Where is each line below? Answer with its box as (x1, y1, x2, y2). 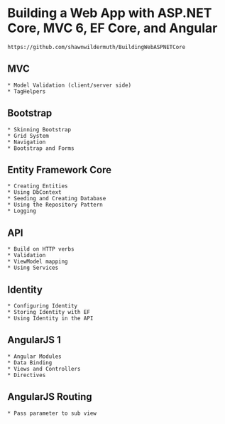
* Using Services (7, 264, 59, 271)
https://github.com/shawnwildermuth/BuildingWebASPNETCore (7, 43, 186, 50)
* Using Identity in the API (7, 315, 94, 322)
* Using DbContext (7, 189, 62, 196)
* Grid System (7, 132, 50, 139)
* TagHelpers (7, 87, 46, 95)
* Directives (7, 371, 46, 379)
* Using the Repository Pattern (7, 201, 103, 209)
